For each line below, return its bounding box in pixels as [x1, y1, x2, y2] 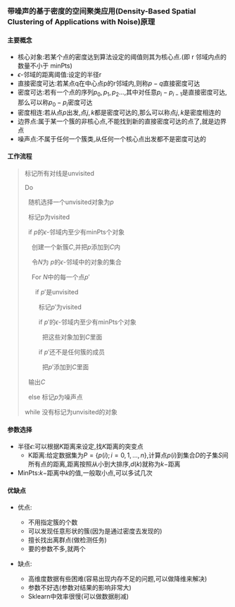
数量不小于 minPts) [17, 61, 72, 70]
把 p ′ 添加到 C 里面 [42, 362, 89, 371]
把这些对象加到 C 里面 [42, 332, 103, 341]
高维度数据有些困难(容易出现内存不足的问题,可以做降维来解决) [27, 575, 208, 583]
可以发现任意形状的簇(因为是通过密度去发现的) [27, 527, 163, 536]
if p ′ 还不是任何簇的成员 [38, 347, 106, 356]
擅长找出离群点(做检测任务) [27, 536, 107, 544]
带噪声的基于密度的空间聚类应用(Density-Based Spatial [7, 6, 196, 16]
